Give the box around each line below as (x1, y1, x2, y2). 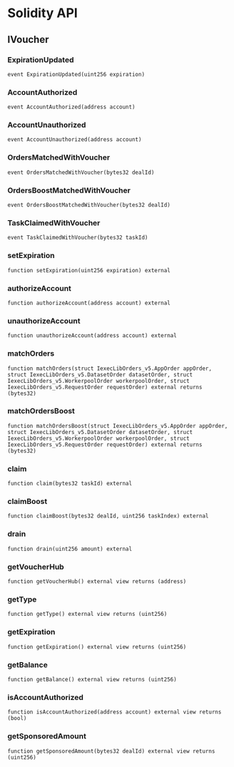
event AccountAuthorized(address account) (7, 103, 136, 111)
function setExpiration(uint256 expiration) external (7, 267, 171, 274)
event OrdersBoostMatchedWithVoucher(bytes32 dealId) (7, 202, 171, 209)
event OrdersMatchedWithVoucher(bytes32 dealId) (7, 169, 155, 176)
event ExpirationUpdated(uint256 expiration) (7, 71, 145, 78)
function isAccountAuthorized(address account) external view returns (7, 709, 222, 716)
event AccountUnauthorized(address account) (7, 136, 142, 143)
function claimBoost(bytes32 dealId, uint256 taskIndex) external (7, 513, 209, 520)
